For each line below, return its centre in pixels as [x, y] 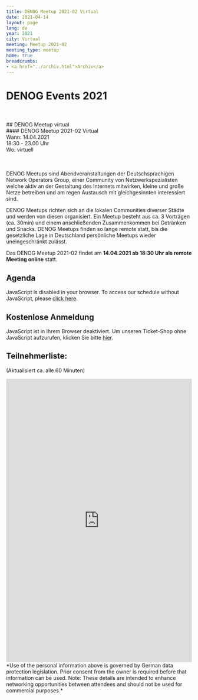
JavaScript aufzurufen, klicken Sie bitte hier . [60, 337]
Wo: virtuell [20, 150]
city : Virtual [24, 39]
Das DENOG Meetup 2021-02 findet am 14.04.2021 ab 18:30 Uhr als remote [99, 253]
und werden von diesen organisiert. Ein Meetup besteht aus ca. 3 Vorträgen [98, 217]
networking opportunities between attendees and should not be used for [94, 684]
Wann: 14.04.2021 [28, 137]
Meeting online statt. [32, 259]
